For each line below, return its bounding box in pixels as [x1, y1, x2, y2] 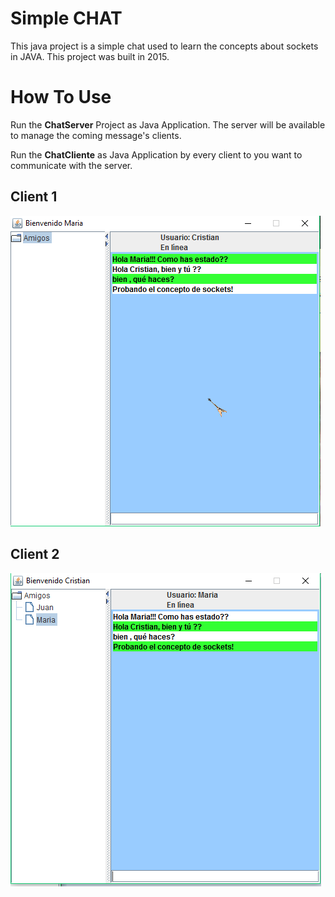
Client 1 [10, 188, 58, 206]
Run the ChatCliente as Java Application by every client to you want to [10, 148, 303, 161]
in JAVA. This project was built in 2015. [10, 50, 170, 62]
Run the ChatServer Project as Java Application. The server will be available [10, 118, 326, 131]
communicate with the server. [10, 159, 133, 171]
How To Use [10, 86, 112, 109]
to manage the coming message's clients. [10, 129, 182, 141]
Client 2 [10, 546, 60, 563]
